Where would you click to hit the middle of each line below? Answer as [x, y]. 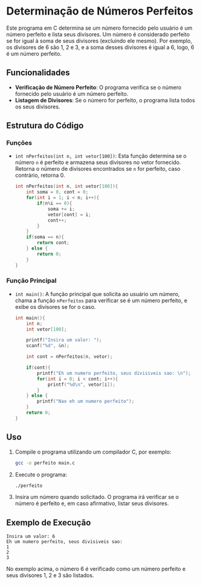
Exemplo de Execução [49, 522]
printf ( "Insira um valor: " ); [64, 340]
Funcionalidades [38, 73]
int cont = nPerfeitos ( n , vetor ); [69, 357]
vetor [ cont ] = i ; [69, 214]
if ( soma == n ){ [45, 237]
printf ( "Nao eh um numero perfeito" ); [86, 402]
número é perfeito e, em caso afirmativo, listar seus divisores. [92, 503]
